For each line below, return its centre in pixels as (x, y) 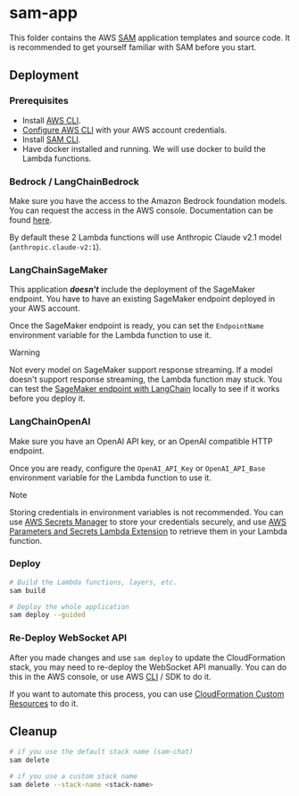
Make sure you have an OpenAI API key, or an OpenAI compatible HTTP (141, 441)
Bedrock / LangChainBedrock (75, 182)
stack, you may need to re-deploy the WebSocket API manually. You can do (148, 667)
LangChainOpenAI (50, 421)
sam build (28, 590)
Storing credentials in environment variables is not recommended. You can (146, 512)
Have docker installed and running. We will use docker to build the (144, 148)
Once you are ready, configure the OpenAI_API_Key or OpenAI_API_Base (137, 468)
